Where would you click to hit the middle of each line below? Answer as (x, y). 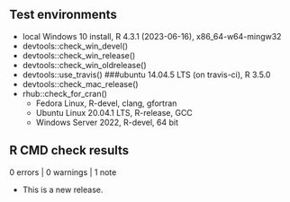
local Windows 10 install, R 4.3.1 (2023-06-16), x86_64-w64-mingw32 (152, 36)
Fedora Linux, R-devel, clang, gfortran (106, 103)
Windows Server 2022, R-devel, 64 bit (107, 122)
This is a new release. (63, 189)
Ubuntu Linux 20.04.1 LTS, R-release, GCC (114, 112)
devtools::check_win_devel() (75, 46)
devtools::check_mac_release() (80, 83)
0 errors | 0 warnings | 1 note (63, 172)
